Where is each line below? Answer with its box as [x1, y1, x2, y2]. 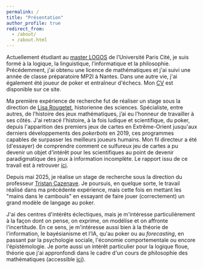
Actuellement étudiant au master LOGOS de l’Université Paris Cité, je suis [6, 54, 189, 60]
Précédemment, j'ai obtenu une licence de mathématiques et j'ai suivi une [6, 66, 191, 73]
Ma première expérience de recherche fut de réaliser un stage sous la [6, 97, 181, 105]
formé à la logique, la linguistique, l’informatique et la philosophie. [6, 60, 171, 67]
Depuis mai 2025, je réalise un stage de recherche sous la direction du [6, 173, 183, 180]
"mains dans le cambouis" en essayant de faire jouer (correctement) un [6, 193, 185, 199]
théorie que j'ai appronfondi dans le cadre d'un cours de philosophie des [6, 249, 188, 256]
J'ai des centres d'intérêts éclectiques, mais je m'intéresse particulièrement [6, 211, 195, 218]
